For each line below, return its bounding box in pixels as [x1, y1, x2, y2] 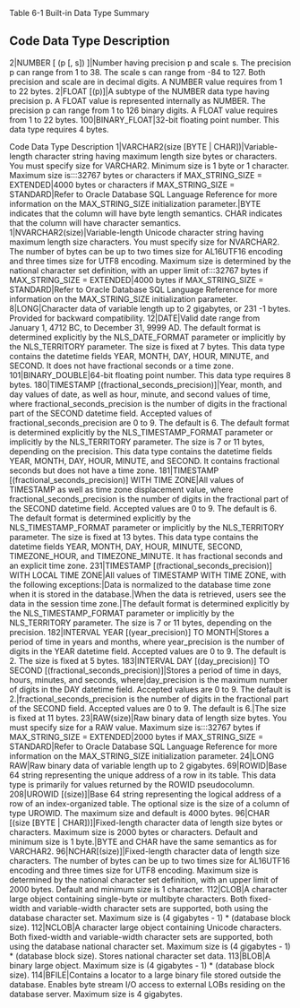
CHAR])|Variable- [213, 141, 279, 151]
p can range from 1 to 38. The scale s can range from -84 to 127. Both [9, 66, 266, 77]
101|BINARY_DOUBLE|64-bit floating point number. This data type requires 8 [9, 369, 291, 380]
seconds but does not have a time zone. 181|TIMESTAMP [9, 465, 219, 476]
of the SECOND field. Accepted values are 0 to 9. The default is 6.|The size [9, 702, 287, 713]
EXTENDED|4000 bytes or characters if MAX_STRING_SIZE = [9, 179, 236, 190]
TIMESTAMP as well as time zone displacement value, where [9, 484, 235, 495]
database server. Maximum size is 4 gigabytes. [9, 988, 184, 999]
